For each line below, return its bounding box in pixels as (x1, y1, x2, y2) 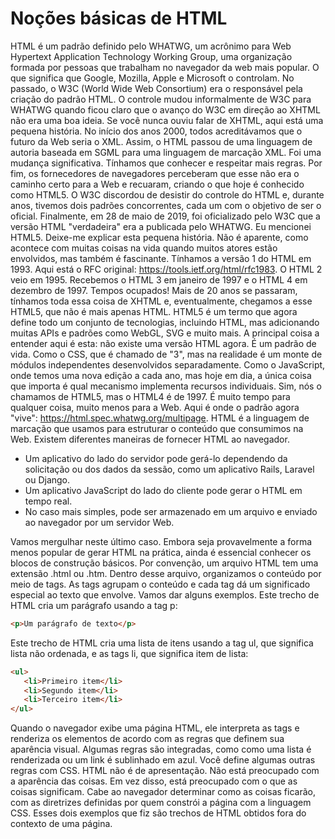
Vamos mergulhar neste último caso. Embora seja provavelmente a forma (10, 535, 313, 547)
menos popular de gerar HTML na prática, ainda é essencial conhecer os (10, 546, 312, 558)
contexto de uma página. (10, 818, 113, 830)
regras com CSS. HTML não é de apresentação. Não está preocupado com (10, 765, 320, 777)
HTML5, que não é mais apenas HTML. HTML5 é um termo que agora (10, 305, 298, 317)
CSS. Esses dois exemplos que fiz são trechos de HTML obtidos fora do (10, 807, 307, 819)
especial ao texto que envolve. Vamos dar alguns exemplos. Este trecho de (10, 588, 320, 601)
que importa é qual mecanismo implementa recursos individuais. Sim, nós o (10, 380, 322, 392)
